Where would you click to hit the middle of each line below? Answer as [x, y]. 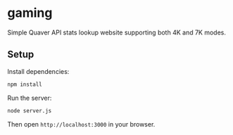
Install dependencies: [38, 71]
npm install [25, 84]
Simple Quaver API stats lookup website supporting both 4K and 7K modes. [117, 32]
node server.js [30, 110]
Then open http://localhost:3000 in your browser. [81, 124]
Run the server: [30, 98]
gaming [30, 13]
